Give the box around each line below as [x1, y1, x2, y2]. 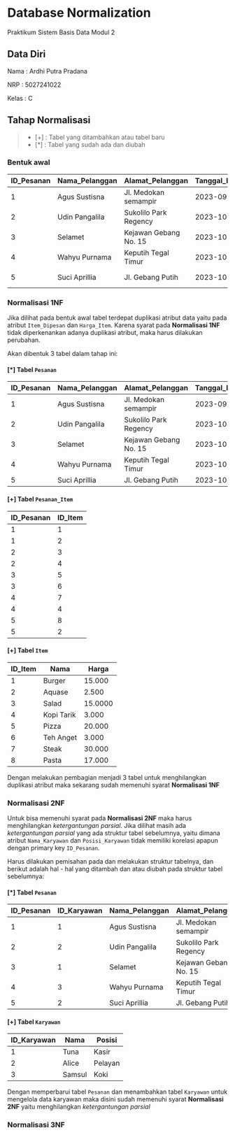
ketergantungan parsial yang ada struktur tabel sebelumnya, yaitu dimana [7, 829, 220, 837]
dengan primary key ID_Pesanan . [7, 844, 100, 852]
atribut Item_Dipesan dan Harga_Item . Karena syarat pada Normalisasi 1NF [7, 321, 220, 329]
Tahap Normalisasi [7, 114, 91, 127]
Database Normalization [7, 5, 152, 21]
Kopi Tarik [43, 710, 76, 720]
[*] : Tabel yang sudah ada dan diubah [34, 140, 145, 148]
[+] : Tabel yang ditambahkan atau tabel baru [34, 133, 165, 141]
